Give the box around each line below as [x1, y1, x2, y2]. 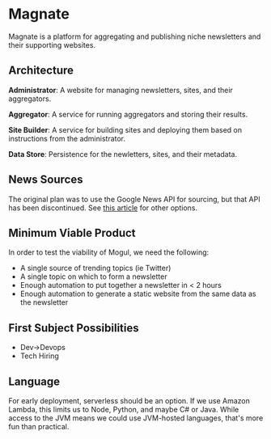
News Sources [8, 173, 83, 187]
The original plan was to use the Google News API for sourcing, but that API [8, 194, 260, 204]
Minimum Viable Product [8, 226, 136, 239]
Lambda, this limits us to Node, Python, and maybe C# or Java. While [8, 405, 239, 414]
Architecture [8, 64, 74, 78]
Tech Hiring [19, 351, 59, 361]
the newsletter [19, 298, 69, 307]
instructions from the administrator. [8, 133, 126, 143]
